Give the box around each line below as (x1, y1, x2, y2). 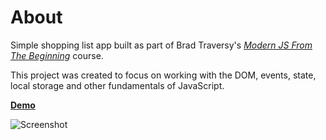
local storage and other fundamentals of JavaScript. (10, 79, 225, 91)
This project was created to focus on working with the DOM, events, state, (10, 69, 317, 81)
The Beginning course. (10, 49, 104, 61)
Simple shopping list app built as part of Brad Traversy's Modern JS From (10, 39, 313, 51)
